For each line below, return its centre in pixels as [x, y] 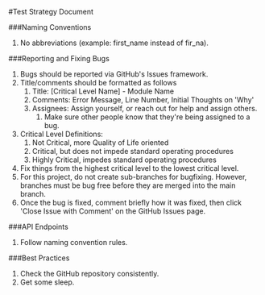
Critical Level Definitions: [61, 134]
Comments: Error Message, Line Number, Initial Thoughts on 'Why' [143, 100]
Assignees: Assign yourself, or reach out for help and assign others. [145, 108]
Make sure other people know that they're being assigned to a [147, 117]
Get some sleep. [47, 282]
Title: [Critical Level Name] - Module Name [103, 91]
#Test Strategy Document [51, 12]
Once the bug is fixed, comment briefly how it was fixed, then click [131, 202]
